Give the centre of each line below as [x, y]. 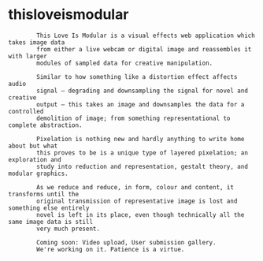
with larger [28, 56]
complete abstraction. [45, 125]
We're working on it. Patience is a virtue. [111, 249]
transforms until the [44, 194]
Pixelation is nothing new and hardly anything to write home [141, 139]
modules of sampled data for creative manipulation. [125, 63]
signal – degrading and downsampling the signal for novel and [142, 91]
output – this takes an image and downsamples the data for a [141, 104]
